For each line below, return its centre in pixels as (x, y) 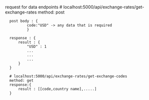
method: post (51, 12)
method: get (22, 81)
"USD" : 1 (37, 47)
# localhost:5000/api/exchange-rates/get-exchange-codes (68, 76)
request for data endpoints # (34, 7)
